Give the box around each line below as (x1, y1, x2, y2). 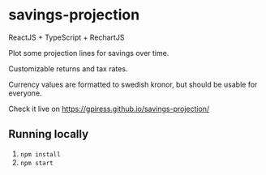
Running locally (8, 127, 89, 141)
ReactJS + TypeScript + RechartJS (8, 32, 125, 42)
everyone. (8, 87, 42, 98)
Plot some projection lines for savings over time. (8, 48, 169, 58)
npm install (19, 150, 61, 159)
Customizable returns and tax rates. (8, 63, 128, 74)
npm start (19, 159, 54, 167)
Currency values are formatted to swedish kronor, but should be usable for (8, 79, 258, 89)
